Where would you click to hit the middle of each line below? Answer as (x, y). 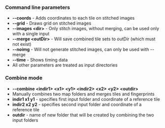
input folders (25, 120)
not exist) (22, 44)
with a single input (31, 34)
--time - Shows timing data (40, 60)
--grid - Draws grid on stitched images (52, 23)
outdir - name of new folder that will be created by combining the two (83, 115)
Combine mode (24, 78)
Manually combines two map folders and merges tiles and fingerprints (83, 94)
